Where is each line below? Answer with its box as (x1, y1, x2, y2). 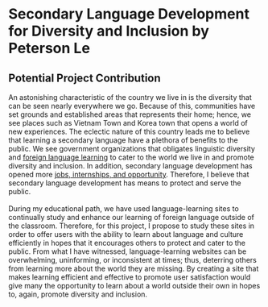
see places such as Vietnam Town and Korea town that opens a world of (8, 118, 248, 127)
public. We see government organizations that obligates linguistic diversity (8, 144, 256, 153)
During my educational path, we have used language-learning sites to (8, 204, 239, 214)
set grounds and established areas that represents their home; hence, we (8, 110, 252, 119)
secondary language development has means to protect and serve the (8, 178, 241, 188)
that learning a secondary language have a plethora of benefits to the (8, 135, 239, 145)
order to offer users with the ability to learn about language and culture (8, 230, 244, 239)
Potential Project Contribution (8, 71, 161, 85)
